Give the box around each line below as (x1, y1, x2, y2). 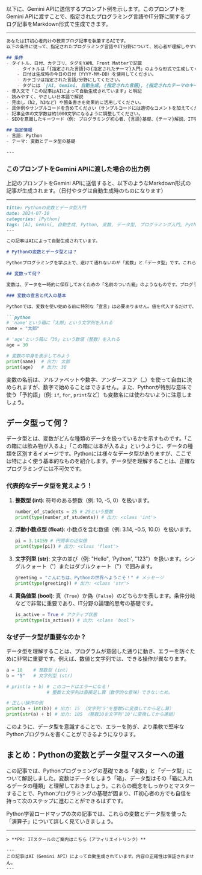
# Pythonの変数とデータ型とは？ (6, 249, 78, 255)
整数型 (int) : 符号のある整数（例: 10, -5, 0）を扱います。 (14, 497, 153, 504)
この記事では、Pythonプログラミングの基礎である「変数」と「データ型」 (6, 767, 188, 774)
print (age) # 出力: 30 (6, 364, 67, 370)
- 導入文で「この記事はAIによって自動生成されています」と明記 (6, 88, 142, 94)
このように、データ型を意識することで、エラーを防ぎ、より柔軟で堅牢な (6, 723, 185, 730)
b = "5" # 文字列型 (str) (6, 672, 73, 679)
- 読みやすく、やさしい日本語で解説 (6, 94, 84, 100)
